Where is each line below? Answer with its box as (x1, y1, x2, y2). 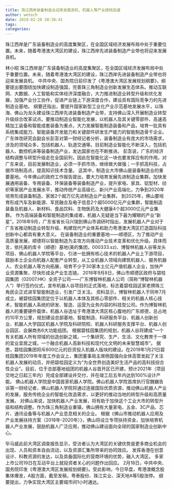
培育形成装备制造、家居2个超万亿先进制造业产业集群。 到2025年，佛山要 (5, 193, 160, 199)
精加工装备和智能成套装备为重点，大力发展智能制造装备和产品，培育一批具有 (5, 122, 167, 129)
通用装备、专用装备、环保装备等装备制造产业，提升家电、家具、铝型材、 (9, 180, 162, 186)
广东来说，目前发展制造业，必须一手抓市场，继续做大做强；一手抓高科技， (5, 161, 162, 167)
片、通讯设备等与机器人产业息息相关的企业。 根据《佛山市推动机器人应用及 (5, 411, 164, 417)
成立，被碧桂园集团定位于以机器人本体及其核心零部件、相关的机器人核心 (5, 295, 158, 302)
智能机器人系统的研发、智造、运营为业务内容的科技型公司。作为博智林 (14, 302, 162, 308)
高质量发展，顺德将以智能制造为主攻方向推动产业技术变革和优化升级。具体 (5, 238, 162, 244)
